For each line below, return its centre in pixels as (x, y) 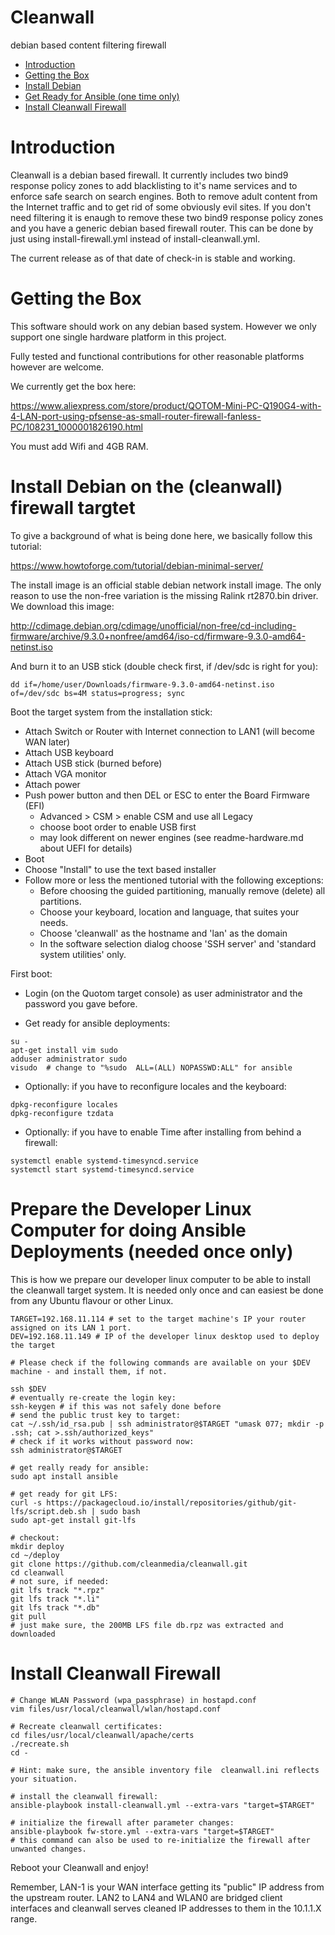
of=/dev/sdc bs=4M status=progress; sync (98, 693)
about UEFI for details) (86, 848)
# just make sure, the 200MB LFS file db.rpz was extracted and (147, 1625)
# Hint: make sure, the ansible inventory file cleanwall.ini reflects (165, 1770)
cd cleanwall (37, 1572)
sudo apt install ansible (64, 1476)
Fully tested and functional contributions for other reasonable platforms (157, 356)
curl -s (26, 1502)
